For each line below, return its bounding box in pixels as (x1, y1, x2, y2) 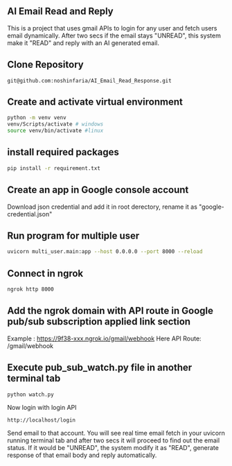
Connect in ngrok (7, 267, 84, 279)
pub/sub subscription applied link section (7, 316, 191, 328)
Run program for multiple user (7, 230, 140, 241)
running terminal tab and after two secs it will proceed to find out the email (7, 436, 220, 445)
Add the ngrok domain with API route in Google (7, 305, 213, 317)
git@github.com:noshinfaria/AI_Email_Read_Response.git (7, 77, 172, 84)
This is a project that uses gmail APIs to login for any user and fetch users (7, 24, 217, 32)
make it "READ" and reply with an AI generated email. (7, 38, 159, 47)
